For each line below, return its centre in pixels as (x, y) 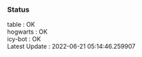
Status (18, 10)
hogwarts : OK (27, 32)
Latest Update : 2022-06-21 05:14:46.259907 (71, 47)
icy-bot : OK (24, 39)
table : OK (21, 25)
